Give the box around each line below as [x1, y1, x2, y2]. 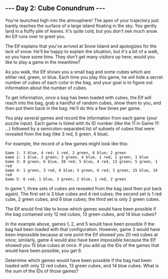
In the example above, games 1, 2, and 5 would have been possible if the [5, 221, 155, 227]
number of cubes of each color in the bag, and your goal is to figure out [5, 79, 153, 85]
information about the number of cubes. [5, 85, 87, 91]
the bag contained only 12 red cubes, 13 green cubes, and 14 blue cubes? [5, 211, 156, 217]
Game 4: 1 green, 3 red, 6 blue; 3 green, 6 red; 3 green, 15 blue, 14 [5, 168, 157, 173]
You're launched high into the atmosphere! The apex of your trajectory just [5, 17, 159, 23]
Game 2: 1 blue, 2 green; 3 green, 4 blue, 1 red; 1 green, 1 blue [5, 155, 149, 160]
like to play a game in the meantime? [5, 59, 80, 65]
